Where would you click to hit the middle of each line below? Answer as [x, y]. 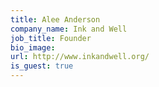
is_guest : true [42, 66]
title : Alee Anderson [55, 19]
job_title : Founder [51, 38]
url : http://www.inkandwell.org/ [80, 57]
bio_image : [33, 47]
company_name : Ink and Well [69, 29]
